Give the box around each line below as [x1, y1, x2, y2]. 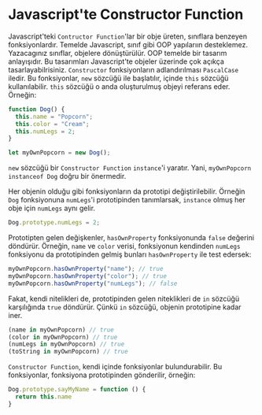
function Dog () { [8, 105, 65, 113]
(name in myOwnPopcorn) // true [8, 325, 114, 334]
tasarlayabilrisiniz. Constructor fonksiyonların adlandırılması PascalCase [8, 65, 238, 74]
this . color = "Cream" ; [15, 120, 90, 128]
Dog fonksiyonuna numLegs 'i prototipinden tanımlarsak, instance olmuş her [8, 195, 246, 205]
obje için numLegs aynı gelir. [8, 203, 96, 213]
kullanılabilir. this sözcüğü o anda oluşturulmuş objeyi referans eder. [8, 81, 231, 91]
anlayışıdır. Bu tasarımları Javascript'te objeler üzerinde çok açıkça [8, 57, 224, 66]
